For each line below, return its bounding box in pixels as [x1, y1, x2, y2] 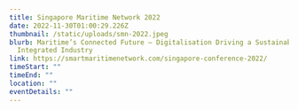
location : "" [9, 79, 58, 88]
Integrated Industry [17, 46, 93, 55]
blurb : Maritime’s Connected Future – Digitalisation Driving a [9, 37, 252, 47]
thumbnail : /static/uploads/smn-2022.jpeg [9, 29, 169, 38]
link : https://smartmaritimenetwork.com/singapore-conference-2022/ [9, 54, 268, 63]
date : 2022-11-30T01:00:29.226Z [9, 21, 129, 30]
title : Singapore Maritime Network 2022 [9, 12, 161, 22]
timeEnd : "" [9, 71, 53, 80]
